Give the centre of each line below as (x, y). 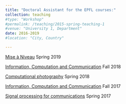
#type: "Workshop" (24, 19)
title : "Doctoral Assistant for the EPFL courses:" (60, 10)
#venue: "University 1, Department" (44, 29)
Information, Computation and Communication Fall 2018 (63, 67)
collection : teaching (28, 15)
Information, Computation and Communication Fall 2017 (63, 86)
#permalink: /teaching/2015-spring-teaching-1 (55, 24)
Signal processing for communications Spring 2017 (58, 96)
